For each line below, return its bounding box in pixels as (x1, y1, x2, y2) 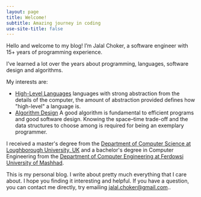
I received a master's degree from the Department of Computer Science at (6, 140, 191, 148)
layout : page (6, 8, 39, 15)
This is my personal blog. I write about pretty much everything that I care (6, 171, 187, 178)
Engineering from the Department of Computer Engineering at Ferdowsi (6, 153, 184, 160)
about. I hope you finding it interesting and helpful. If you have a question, (6, 177, 190, 184)
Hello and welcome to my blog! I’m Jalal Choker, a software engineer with (6, 42, 188, 49)
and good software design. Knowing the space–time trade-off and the (14, 116, 188, 123)
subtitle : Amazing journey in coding (6, 20, 101, 26)
